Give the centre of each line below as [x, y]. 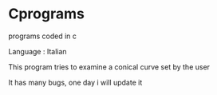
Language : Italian [37, 51]
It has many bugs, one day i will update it [75, 82]
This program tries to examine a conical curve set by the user [109, 67]
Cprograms [47, 14]
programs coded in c [43, 36]
